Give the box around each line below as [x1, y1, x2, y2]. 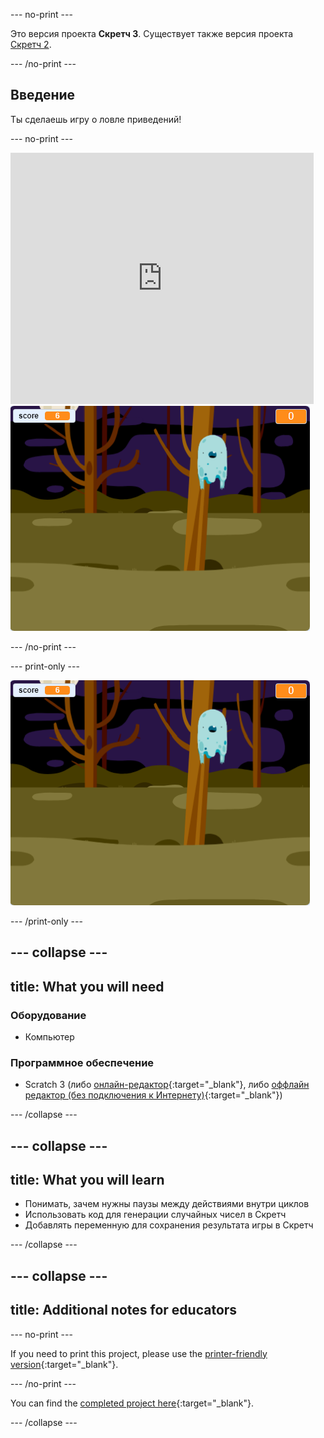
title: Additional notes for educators [10, 1302, 238, 1319]
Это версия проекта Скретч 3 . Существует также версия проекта [10, 28, 293, 39]
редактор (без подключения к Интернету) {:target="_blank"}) [24, 1089, 283, 1101]
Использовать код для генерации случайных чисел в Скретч [24, 1209, 287, 1221]
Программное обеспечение [10, 1055, 155, 1069]
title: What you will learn [10, 1171, 165, 1188]
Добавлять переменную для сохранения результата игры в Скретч [24, 1219, 314, 1231]
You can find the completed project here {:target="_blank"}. [10, 1397, 255, 1409]
